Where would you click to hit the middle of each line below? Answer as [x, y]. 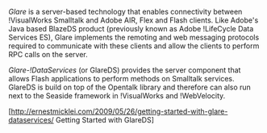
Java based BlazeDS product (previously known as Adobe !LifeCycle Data [131, 29]
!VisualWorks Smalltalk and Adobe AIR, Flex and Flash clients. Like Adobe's [133, 20]
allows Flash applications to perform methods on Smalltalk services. [121, 79]
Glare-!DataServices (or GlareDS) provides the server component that [125, 70]
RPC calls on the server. [48, 54]
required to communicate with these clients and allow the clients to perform [134, 46]
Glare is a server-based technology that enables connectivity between [125, 12]
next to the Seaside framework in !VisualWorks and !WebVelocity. [117, 96]
